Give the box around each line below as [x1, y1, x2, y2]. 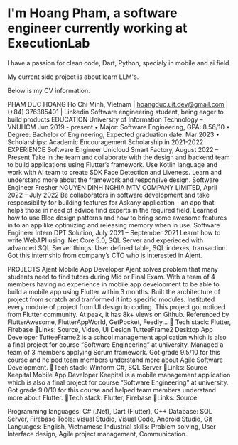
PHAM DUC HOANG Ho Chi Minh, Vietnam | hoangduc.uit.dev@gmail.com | [7, 100, 229, 108]
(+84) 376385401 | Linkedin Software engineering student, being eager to [7, 107, 224, 116]
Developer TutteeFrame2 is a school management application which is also [7, 333, 227, 341]
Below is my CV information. [7, 86, 90, 95]
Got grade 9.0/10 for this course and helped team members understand [7, 385, 217, 394]
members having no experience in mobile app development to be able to [7, 279, 220, 289]
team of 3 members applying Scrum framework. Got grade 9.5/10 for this [7, 348, 221, 356]
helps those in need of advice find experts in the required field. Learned [7, 205, 218, 214]
